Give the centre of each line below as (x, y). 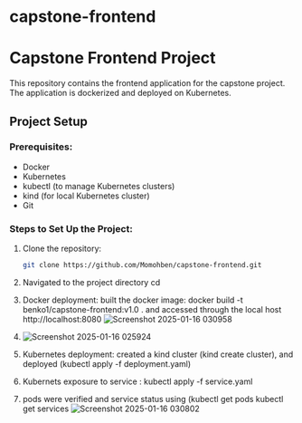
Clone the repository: (62, 249)
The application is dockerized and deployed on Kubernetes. (121, 93)
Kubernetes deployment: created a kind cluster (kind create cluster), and (158, 354)
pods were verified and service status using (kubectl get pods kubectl (153, 399)
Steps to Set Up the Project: (71, 228)
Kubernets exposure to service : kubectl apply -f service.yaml (137, 381)
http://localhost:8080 (62, 319)
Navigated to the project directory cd (91, 282)
